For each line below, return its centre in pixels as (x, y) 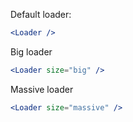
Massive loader (42, 89)
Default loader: (41, 14)
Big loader (31, 51)
